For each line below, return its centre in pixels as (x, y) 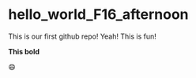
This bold (24, 51)
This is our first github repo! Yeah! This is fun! (82, 36)
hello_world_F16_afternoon (98, 15)
